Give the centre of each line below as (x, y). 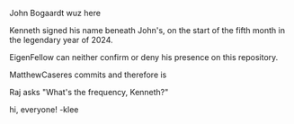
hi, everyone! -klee (44, 110)
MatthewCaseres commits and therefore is (88, 75)
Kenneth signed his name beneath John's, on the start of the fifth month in (147, 30)
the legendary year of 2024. (62, 40)
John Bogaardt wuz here (55, 13)
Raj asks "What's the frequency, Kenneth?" (89, 92)
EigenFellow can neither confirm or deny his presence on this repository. (144, 57)
